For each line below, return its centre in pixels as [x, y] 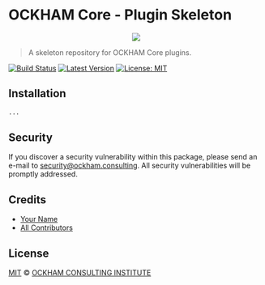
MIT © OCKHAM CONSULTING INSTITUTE [80, 273]
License [29, 253]
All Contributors [46, 228]
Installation [37, 94]
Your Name [39, 219]
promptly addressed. [43, 174]
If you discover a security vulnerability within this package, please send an [133, 157]
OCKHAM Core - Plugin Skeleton [120, 15]
